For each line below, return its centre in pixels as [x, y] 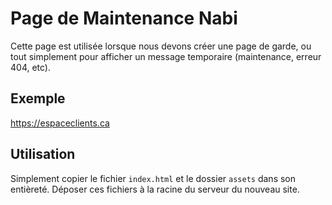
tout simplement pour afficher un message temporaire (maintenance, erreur [166, 56]
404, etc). [31, 67]
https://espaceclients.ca [60, 123]
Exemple [38, 98]
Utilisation [43, 154]
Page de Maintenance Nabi [124, 18]
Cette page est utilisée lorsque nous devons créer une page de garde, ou [161, 46]
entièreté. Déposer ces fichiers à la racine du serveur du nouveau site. [155, 189]
